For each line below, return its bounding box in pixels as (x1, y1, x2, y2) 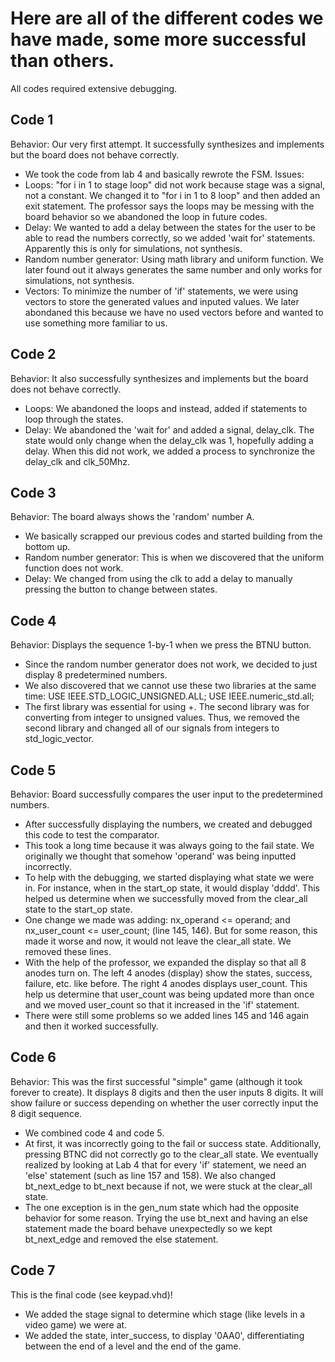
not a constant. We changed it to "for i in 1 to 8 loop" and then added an (24, 189, 321, 201)
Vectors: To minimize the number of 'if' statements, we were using (24, 285, 299, 297)
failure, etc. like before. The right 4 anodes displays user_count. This (24, 978, 308, 989)
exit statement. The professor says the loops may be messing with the (24, 200, 315, 212)
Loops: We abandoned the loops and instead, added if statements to (24, 402, 308, 414)
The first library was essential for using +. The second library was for (24, 701, 310, 713)
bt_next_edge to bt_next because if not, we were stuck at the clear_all (24, 1180, 313, 1192)
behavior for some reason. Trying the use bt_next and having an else (24, 1212, 308, 1224)
